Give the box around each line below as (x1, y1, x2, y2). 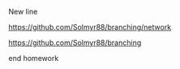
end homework (8, 54, 59, 63)
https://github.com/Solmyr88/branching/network (8, 22, 172, 31)
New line (8, 7, 38, 16)
